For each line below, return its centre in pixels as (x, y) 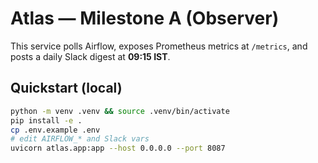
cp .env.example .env (55, 130)
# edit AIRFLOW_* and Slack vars (80, 139)
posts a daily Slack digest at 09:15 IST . (90, 56)
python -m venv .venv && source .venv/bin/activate (120, 111)
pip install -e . (46, 120)
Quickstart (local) (66, 88)
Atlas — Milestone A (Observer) (145, 18)
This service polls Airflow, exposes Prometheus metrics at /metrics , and (159, 46)
